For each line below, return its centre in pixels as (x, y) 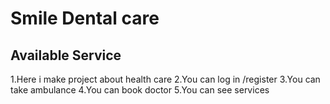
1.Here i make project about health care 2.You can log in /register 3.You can (165, 79)
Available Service (66, 55)
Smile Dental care (85, 18)
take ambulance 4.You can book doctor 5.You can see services (140, 90)
